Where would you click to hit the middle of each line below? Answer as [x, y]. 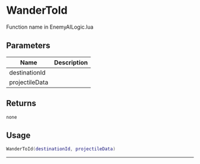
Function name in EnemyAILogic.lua [50, 27]
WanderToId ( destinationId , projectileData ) [61, 149]
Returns [21, 103]
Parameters [28, 46]
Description [71, 62]
